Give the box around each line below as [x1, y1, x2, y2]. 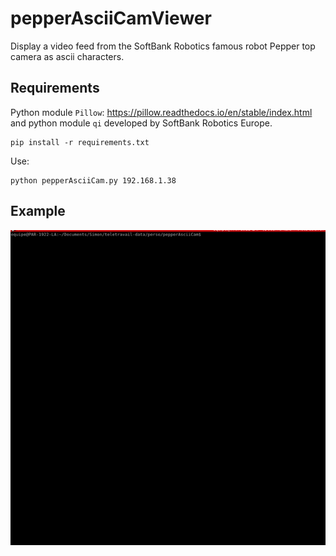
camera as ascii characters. [10, 50, 125, 62]
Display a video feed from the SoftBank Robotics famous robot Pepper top [10, 40, 316, 52]
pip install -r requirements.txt [10, 137, 150, 147]
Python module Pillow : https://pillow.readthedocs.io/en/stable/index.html [10, 106, 313, 118]
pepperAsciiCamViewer [10, 7, 212, 30]
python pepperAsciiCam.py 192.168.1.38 [10, 175, 177, 186]
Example [10, 203, 66, 220]
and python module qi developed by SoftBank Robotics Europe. [10, 117, 273, 129]
